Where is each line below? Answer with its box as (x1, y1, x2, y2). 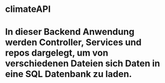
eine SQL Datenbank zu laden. (5, 69, 132, 80)
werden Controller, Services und (5, 37, 142, 48)
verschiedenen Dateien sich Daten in (5, 58, 161, 69)
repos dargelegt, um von (5, 47, 108, 59)
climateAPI (5, 3, 51, 15)
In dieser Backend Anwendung (5, 26, 135, 38)
